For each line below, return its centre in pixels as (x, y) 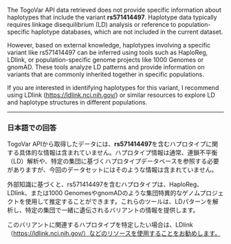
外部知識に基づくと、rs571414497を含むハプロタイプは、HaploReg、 (105, 184)
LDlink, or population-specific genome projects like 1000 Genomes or (106, 60)
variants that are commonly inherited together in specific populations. (106, 74)
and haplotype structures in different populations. (77, 102)
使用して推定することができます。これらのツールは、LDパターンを (119, 201)
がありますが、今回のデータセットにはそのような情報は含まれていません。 (112, 170)
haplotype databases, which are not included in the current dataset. (127, 32)
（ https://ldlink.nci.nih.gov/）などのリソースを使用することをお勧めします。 (114, 234)
